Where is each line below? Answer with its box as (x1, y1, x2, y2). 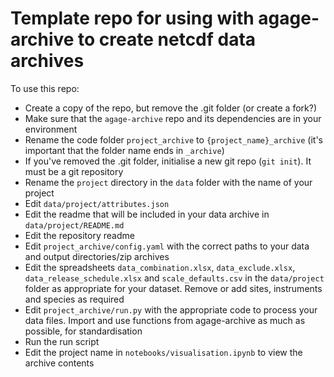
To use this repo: (10, 82, 80, 94)
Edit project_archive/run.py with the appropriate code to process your (24, 303, 318, 316)
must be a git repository (24, 165, 124, 177)
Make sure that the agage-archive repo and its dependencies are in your (24, 112, 322, 124)
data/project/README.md (24, 220, 125, 231)
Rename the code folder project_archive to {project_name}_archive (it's (24, 133, 323, 146)
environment (24, 123, 78, 135)
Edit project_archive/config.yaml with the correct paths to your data (24, 240, 310, 252)
